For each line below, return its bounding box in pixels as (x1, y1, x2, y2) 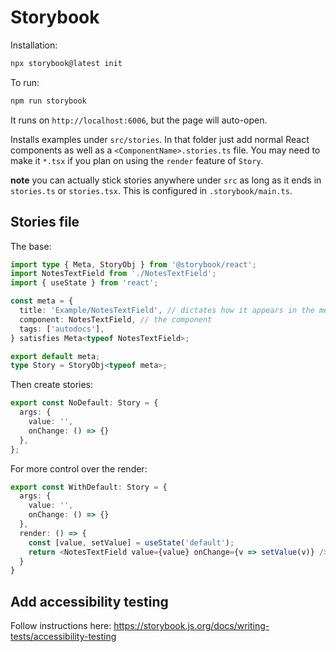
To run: (10, 76, 40, 88)
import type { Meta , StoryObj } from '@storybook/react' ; (10, 259, 257, 270)
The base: (10, 240, 52, 252)
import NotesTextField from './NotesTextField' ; (10, 269, 217, 279)
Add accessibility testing (10, 593, 169, 610)
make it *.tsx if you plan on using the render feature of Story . (10, 154, 264, 166)
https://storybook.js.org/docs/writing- (113, 620, 270, 632)
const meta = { (10, 296, 74, 306)
